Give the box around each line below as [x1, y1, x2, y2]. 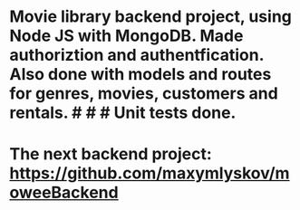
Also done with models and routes [9, 64, 272, 85]
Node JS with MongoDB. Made [9, 25, 244, 46]
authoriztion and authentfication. [9, 45, 265, 65]
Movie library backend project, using [9, 6, 293, 27]
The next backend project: [9, 144, 213, 165]
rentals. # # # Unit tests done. [9, 102, 237, 123]
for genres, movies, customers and [9, 83, 278, 104]
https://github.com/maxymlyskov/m [9, 163, 290, 184]
